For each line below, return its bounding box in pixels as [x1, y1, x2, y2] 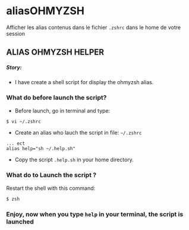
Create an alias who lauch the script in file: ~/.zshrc [14, 129, 142, 136]
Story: [6, 63, 22, 71]
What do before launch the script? [6, 94, 107, 102]
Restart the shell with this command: [6, 184, 96, 191]
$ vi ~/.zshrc [6, 119, 42, 124]
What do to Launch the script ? [6, 171, 97, 179]
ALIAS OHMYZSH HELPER [6, 47, 105, 57]
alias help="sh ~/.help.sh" [6, 146, 76, 152]
